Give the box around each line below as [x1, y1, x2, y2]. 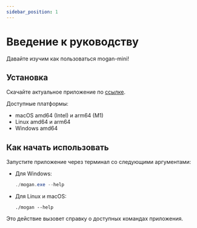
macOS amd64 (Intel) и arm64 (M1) [15, 112, 104, 119]
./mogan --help [15, 204, 54, 210]
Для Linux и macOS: [15, 193, 67, 200]
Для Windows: [15, 170, 53, 177]
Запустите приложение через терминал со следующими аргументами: [6, 158, 192, 166]
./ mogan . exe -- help [15, 182, 65, 188]
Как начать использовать [6, 142, 109, 152]
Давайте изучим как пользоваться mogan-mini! [6, 55, 129, 62]
